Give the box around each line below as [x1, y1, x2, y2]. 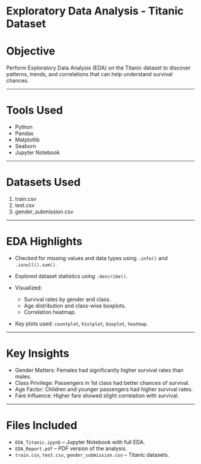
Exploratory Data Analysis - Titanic [6, 4, 184, 18]
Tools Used [6, 104, 63, 117]
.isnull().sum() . [14, 261, 57, 268]
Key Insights [6, 347, 70, 360]
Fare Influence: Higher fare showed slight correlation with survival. [14, 391, 179, 399]
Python [14, 123, 33, 131]
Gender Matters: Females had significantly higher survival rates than [14, 366, 184, 373]
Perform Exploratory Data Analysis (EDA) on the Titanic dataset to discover [6, 64, 191, 71]
